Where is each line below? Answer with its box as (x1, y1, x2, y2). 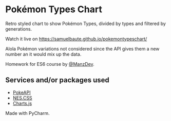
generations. (5, 26, 32, 32)
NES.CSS (12, 94, 32, 101)
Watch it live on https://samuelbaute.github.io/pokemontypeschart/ (5, 36, 147, 42)
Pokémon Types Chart (5, 4, 103, 15)
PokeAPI (12, 89, 31, 95)
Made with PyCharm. (5, 110, 50, 116)
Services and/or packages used (5, 76, 109, 85)
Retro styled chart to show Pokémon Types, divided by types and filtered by (5, 20, 166, 27)
